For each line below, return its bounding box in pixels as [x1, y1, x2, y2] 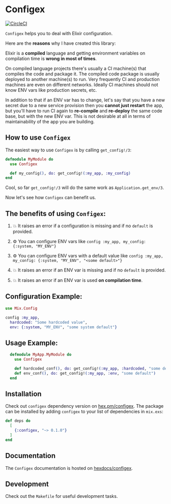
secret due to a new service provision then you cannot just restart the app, [5, 102, 164, 108]
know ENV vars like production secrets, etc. [5, 87, 97, 93]
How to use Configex [5, 134, 71, 142]
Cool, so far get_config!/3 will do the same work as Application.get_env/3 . [5, 184, 164, 191]
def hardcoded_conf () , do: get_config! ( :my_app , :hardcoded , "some [14, 366, 160, 371]
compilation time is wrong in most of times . [5, 55, 97, 62]
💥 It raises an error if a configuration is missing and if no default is [12, 223, 153, 229]
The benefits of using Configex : [5, 209, 106, 218]
